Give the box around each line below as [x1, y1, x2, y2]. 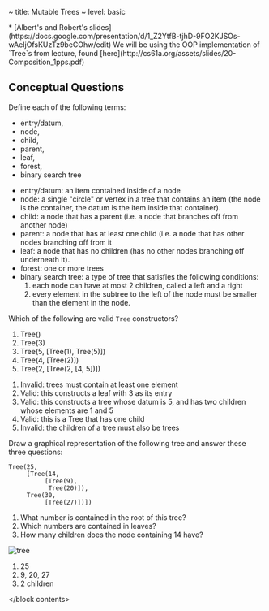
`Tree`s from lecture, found [8, 49, 99, 58]
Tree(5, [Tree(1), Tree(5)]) [19, 346, 106, 356]
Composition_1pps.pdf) [8, 57, 85, 67]
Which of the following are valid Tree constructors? [8, 313, 179, 323]
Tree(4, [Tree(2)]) [19, 355, 79, 365]
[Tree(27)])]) [44, 498, 92, 506]
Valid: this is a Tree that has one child [19, 414, 145, 423]
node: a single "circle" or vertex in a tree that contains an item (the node [19, 194, 261, 204]
